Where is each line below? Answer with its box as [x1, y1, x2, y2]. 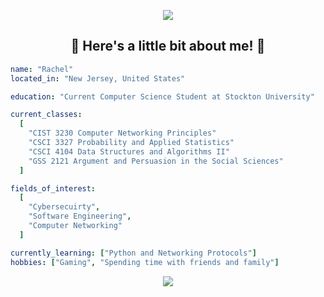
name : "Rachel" [10, 64, 74, 74]
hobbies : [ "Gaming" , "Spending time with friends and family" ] [10, 257, 280, 267]
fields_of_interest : [10, 183, 97, 194]
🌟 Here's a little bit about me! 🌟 [70, 38, 266, 55]
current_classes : [10, 110, 83, 120]
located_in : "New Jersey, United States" [10, 73, 186, 84]
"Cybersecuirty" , [28, 202, 101, 212]
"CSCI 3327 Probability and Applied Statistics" [28, 138, 235, 148]
